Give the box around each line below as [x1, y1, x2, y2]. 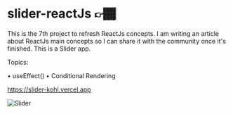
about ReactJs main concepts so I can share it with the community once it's [7, 37, 227, 45]
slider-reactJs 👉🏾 [7, 6, 116, 22]
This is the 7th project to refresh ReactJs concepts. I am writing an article [7, 29, 220, 37]
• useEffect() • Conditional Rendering [7, 71, 116, 80]
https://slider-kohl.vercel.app [7, 85, 91, 94]
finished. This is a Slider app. [7, 44, 91, 53]
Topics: [7, 58, 29, 66]
